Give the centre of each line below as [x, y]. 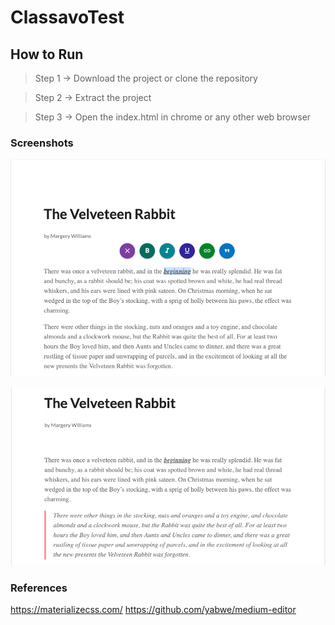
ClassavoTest [67, 17]
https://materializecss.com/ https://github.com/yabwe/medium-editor [153, 610]
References [39, 588]
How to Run [47, 54]
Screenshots [42, 143]
